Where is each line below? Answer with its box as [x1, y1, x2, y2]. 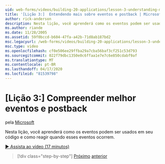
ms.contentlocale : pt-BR [5, 62, 56, 67]
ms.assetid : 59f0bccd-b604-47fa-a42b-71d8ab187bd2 [5, 35, 111, 40]
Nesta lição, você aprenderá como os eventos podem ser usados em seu [5, 129, 153, 134]
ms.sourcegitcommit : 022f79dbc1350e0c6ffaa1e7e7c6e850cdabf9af [5, 53, 137, 58]
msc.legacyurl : [5, 39, 36, 44]
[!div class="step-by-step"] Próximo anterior [17, 153, 108, 159]
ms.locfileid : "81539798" [5, 71, 58, 76]
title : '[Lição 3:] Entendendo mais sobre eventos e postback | [5, 12, 141, 17]
